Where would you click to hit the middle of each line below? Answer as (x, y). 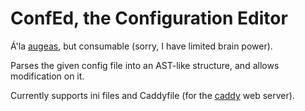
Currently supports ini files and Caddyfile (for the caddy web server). (152, 95)
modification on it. (47, 76)
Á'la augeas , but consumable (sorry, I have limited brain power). (141, 46)
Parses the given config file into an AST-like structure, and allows (145, 65)
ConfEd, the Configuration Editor (149, 18)
